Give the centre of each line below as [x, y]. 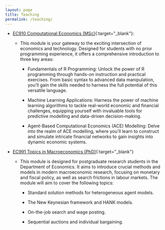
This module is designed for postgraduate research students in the [89, 162]
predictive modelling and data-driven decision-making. [85, 116]
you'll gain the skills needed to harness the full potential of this [92, 85]
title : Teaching [22, 15]
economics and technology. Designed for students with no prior [86, 49]
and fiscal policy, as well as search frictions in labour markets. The [89, 178]
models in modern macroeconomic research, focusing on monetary [90, 172]
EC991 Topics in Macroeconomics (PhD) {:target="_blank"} [73, 152]
